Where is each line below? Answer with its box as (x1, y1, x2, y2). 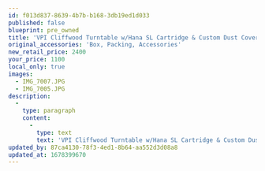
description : (8, 92, 51, 100)
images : (8, 70, 34, 78)
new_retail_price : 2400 (8, 48, 87, 56)
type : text (36, 128, 73, 136)
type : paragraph (22, 107, 77, 115)
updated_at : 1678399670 (8, 151, 87, 158)
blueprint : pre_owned (8, 26, 80, 34)
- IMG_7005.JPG (15, 84, 65, 93)
